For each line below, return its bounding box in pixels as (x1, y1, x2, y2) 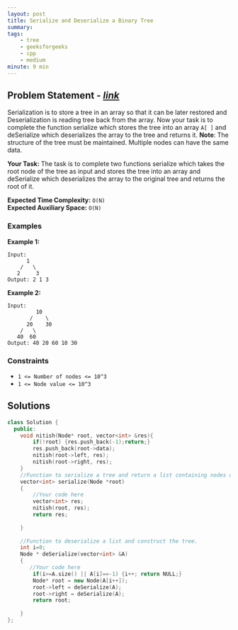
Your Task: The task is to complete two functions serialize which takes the (7, 160, 225, 168)
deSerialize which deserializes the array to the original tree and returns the (7, 175, 225, 183)
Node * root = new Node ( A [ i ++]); (33, 577, 129, 584)
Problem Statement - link (7, 89, 120, 101)
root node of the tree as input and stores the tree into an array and (7, 167, 200, 176)
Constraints (7, 355, 50, 365)
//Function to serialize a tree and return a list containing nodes (20, 471, 227, 479)
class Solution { (7, 419, 59, 426)
